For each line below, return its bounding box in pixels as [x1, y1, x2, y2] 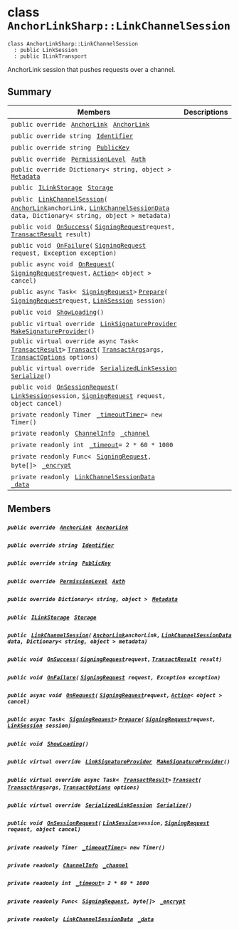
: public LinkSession [14, 46, 78, 53]
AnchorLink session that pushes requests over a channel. [7, 65, 176, 73]
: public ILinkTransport [14, 53, 87, 60]
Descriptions [184, 107, 228, 117]
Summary [7, 86, 52, 98]
